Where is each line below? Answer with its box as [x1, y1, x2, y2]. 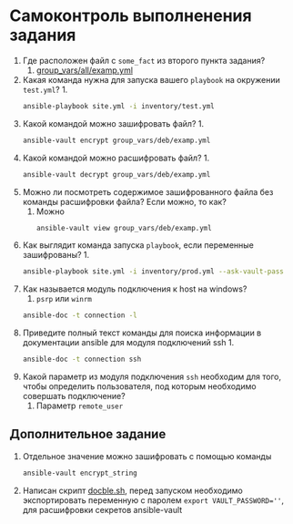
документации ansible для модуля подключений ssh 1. [22, 337, 235, 348]
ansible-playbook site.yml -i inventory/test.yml [22, 101, 216, 110]
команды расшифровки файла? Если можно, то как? [22, 196, 227, 207]
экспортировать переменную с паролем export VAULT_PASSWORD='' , [22, 494, 285, 506]
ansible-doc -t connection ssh [22, 354, 142, 365]
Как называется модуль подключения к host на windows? [22, 283, 248, 294]
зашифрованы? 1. [22, 250, 90, 261]
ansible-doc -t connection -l [22, 311, 138, 320]
